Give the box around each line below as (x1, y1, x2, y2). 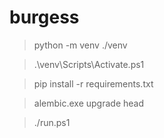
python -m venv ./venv (33, 39, 128, 51)
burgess (9, 6, 80, 29)
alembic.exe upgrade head (33, 97, 144, 109)
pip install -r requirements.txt (33, 77, 154, 90)
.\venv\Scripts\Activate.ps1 (33, 58, 145, 70)
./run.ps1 (33, 116, 71, 128)
